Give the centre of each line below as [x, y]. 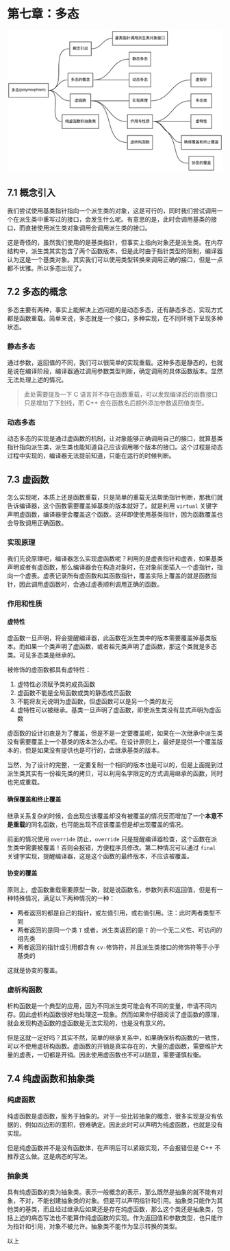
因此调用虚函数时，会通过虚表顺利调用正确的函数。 [91, 585]
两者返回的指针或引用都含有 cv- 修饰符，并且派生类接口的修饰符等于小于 [118, 947]
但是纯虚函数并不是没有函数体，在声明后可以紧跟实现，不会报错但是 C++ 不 [114, 1147]
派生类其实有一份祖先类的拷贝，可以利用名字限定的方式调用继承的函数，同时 [115, 773]
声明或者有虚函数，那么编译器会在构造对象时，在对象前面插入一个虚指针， [112, 568]
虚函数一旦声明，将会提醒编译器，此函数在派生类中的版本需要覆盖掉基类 [109, 638]
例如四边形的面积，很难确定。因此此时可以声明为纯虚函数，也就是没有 [124, 1124]
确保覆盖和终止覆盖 [34, 799]
